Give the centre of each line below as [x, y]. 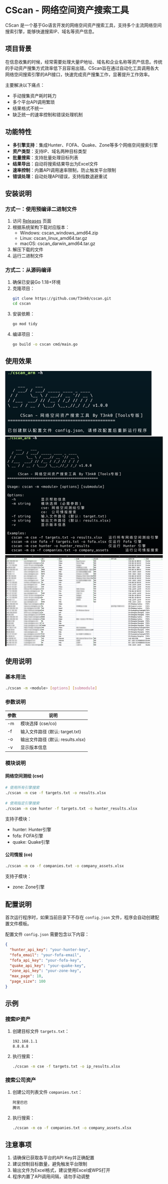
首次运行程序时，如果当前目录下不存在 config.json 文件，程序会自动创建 [80, 917]
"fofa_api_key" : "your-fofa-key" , [45, 960]
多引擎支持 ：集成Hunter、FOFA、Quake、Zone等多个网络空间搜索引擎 [85, 145]
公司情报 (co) [19, 854]
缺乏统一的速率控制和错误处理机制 [47, 114]
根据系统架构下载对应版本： [41, 227]
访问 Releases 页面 [32, 221]
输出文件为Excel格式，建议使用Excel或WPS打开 [61, 1170]
